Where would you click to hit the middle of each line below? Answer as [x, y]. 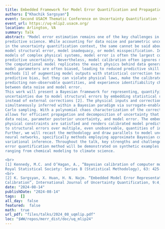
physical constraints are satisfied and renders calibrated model [74, 124]
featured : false [23, 205]
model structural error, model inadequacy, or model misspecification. [80, 51]
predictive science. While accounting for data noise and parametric [78, 42]
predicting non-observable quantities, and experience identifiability [80, 82]
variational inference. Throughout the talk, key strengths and [72, 142]
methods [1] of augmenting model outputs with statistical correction [79, 74]
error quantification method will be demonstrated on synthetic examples [82, 147]
